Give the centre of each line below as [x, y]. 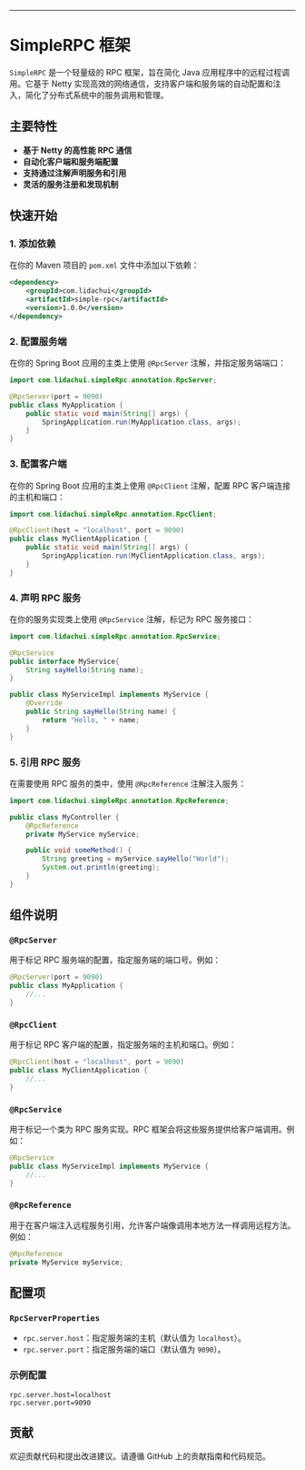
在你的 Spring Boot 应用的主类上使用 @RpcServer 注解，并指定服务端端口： [148, 363]
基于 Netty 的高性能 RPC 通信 [77, 150]
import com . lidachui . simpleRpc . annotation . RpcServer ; [113, 380]
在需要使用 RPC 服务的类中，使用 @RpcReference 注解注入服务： [128, 783]
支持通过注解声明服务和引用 [74, 173]
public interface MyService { [64, 661]
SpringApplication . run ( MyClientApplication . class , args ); [154, 556]
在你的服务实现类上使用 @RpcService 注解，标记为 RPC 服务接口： [132, 619]
